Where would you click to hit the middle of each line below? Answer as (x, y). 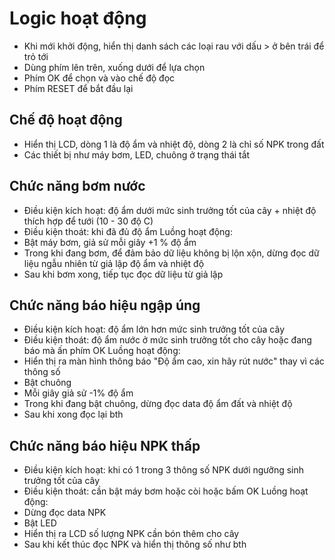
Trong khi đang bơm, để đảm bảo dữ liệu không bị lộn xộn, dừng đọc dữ (171, 253)
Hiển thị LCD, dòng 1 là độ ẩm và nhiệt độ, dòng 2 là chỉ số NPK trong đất (174, 144)
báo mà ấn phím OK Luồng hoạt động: (102, 351)
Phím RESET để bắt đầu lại (78, 88)
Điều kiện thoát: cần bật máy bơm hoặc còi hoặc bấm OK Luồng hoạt (166, 491)
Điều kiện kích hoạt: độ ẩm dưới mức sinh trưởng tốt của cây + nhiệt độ (170, 210)
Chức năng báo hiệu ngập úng (105, 305)
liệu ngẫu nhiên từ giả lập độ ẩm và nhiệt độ (114, 263)
